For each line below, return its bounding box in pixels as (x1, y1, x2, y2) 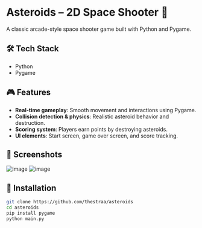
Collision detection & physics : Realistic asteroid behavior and (14, 113, 169, 120)
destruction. (14, 119, 45, 126)
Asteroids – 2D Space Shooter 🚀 (6, 5, 168, 19)
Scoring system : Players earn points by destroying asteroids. (14, 125, 168, 133)
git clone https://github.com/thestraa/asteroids (6, 199, 134, 205)
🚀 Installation (6, 183, 57, 193)
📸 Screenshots (6, 149, 63, 159)
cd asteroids (6, 204, 39, 211)
